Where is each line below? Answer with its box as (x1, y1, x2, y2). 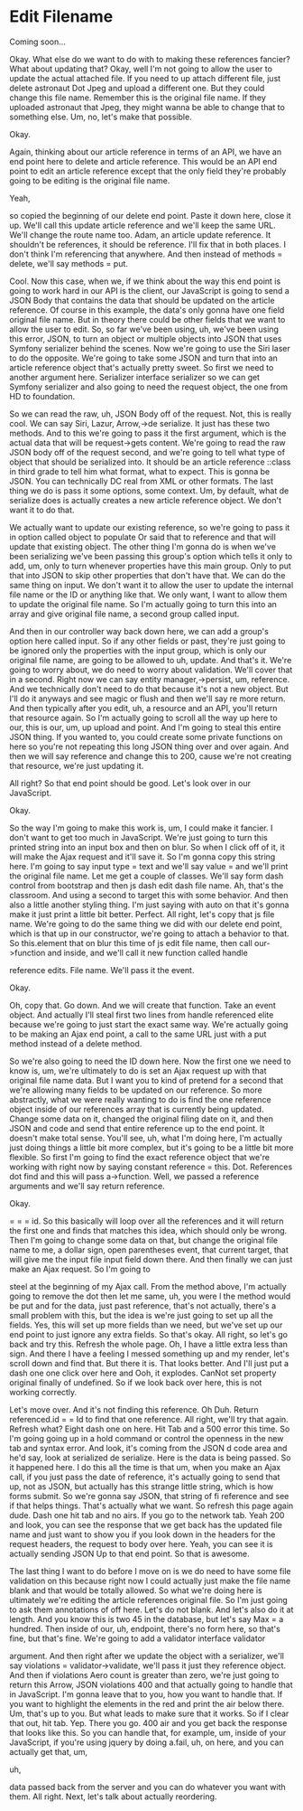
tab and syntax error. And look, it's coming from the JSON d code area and (9, 1442, 288, 1453)
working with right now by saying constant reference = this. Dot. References (9, 1161, 293, 1172)
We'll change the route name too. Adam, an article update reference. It (9, 229, 271, 240)
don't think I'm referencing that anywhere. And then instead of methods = (9, 249, 283, 259)
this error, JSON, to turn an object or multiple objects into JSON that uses (9, 333, 282, 344)
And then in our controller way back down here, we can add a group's (9, 625, 269, 636)
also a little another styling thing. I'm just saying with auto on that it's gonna (9, 899, 289, 910)
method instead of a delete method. (9, 1037, 142, 1049)
